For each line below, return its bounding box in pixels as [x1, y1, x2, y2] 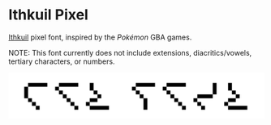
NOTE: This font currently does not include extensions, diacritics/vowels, [8, 48, 252, 57]
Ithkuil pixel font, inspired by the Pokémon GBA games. [8, 32, 192, 42]
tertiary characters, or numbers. [8, 56, 115, 66]
